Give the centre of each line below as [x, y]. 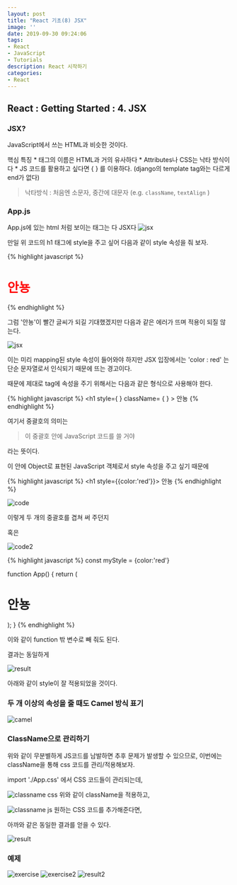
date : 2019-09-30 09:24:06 [47, 34]
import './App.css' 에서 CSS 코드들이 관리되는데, [75, 780]
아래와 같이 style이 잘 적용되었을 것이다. [63, 683]
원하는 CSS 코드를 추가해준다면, [98, 809]
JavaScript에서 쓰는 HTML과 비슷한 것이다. [68, 145]
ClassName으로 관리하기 [48, 739]
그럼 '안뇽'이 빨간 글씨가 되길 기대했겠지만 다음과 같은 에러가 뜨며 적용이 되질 [113, 322]
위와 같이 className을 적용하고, [104, 794]
